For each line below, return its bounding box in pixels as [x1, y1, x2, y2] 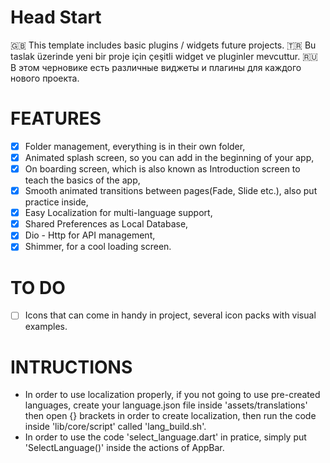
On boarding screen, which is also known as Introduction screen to [24, 163, 301, 175]
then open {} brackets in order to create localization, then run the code [24, 410, 317, 422]
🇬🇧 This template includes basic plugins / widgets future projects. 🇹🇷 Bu [10, 39, 317, 51]
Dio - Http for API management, [24, 229, 156, 241]
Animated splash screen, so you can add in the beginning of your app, [24, 151, 315, 163]
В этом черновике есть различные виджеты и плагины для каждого [10, 61, 302, 73]
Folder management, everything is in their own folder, [24, 140, 246, 152]
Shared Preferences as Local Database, [24, 218, 189, 230]
